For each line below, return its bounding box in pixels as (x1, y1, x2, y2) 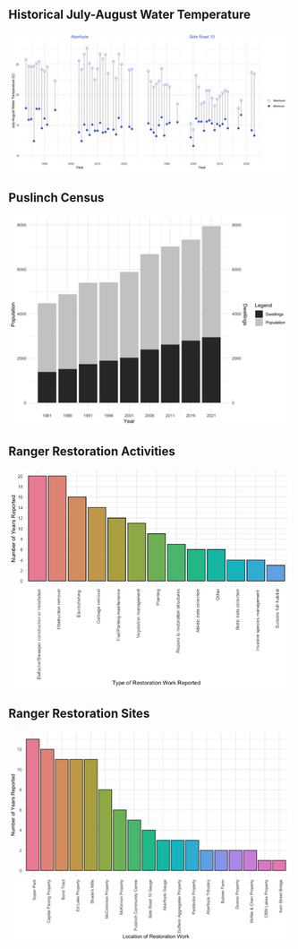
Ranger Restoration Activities (8, 444, 176, 460)
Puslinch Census (8, 190, 105, 205)
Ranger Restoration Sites (8, 706, 150, 721)
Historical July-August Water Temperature (8, 7, 251, 22)
